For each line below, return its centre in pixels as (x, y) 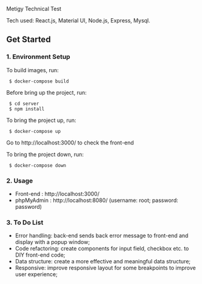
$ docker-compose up (35, 131)
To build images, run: (32, 70)
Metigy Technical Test (34, 9)
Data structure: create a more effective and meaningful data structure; (103, 262)
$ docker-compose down (38, 165)
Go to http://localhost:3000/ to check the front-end (70, 143)
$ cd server (24, 103)
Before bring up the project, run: (46, 92)
